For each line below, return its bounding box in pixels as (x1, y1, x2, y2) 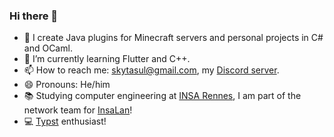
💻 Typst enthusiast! (23, 115, 107, 128)
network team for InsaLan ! (23, 104, 133, 116)
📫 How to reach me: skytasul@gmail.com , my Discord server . (23, 64, 280, 76)
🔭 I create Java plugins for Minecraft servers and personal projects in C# (23, 32, 324, 44)
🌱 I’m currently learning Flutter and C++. (23, 53, 191, 65)
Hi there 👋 (9, 9, 59, 23)
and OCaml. (23, 42, 73, 54)
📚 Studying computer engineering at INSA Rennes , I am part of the (23, 90, 302, 102)
